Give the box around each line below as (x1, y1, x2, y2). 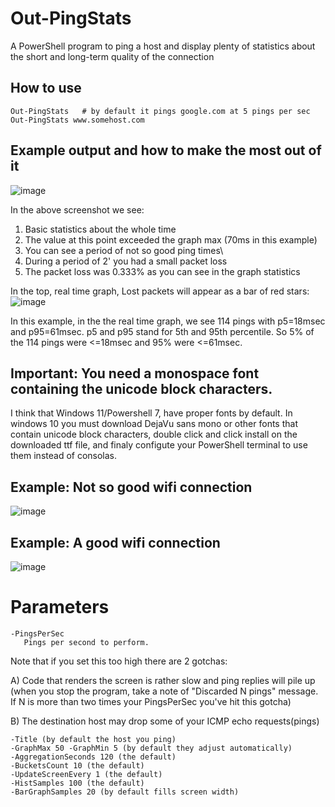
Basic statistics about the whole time (24, 223, 177, 235)
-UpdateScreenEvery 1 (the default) (10, 769, 163, 779)
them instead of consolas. (10, 450, 118, 462)
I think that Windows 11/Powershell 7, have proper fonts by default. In (10, 407, 293, 419)
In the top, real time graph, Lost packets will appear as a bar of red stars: (10, 285, 310, 297)
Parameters (10, 596, 110, 619)
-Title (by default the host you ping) (10, 734, 177, 744)
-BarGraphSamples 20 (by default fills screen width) (10, 787, 240, 797)
